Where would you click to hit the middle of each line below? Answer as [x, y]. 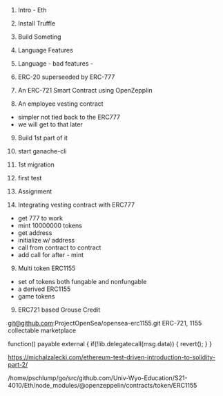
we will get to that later [50, 124]
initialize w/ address [46, 240]
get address [35, 233]
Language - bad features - [56, 64]
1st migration [36, 164]
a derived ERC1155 [44, 289]
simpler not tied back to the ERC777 [69, 117]
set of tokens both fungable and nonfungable [82, 282]
